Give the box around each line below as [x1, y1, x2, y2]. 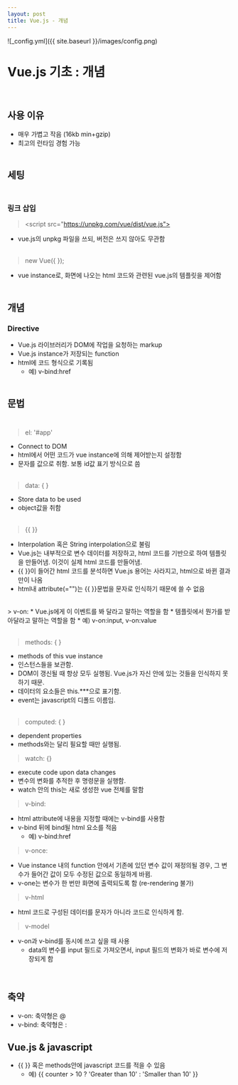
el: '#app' [24, 428, 53, 437]
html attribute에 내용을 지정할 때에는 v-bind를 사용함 [17, 814, 166, 823]
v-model [24, 922, 50, 930]
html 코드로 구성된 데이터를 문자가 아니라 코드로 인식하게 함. [17, 908, 184, 916]
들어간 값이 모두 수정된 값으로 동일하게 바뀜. [31, 870, 153, 878]
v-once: [24, 846, 48, 855]
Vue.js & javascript [7, 1041, 93, 1053]
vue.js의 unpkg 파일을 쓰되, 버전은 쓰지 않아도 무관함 [17, 234, 166, 243]
